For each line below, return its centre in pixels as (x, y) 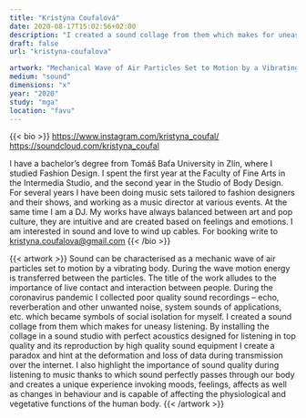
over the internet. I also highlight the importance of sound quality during (144, 365)
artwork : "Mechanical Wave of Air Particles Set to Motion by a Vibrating (154, 68)
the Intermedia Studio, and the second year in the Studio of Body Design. (147, 183)
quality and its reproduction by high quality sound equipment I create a (142, 346)
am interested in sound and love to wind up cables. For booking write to (144, 231)
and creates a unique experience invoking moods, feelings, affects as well (148, 384)
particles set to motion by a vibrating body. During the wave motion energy (150, 269)
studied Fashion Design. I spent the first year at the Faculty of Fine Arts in (148, 173)
